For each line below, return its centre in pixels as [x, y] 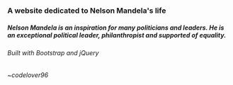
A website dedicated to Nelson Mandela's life [87, 11]
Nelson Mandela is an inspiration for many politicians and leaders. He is [116, 28]
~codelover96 [28, 75]
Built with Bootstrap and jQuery [53, 52]
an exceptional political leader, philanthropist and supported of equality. [117, 35]
